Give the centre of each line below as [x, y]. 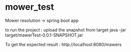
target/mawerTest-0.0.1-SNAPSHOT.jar [44, 35]
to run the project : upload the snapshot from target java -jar [65, 30]
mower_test [30, 7]
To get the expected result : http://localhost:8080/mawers [63, 44]
